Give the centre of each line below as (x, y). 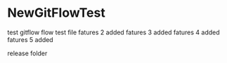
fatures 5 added (31, 39)
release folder (27, 53)
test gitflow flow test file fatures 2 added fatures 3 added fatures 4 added (113, 32)
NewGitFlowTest (56, 13)
